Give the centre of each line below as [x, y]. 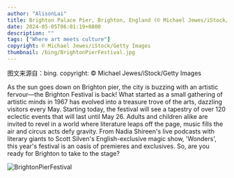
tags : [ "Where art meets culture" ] [59, 40]
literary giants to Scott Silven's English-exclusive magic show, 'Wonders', [112, 138]
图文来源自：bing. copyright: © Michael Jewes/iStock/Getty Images [104, 73]
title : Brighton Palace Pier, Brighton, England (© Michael [96, 20]
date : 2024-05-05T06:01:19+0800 [54, 26]
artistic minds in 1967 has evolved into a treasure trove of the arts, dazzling [115, 102]
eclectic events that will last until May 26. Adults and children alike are [108, 116]
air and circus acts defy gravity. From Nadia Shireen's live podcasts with [111, 131]
